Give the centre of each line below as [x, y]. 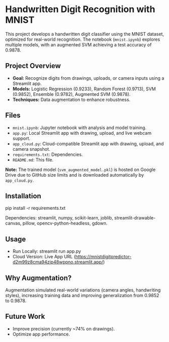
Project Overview [33, 66]
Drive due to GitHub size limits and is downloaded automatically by [75, 175]
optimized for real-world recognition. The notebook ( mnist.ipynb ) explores [83, 39]
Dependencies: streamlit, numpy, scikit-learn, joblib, [59, 218]
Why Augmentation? [38, 278]
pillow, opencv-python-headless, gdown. [65, 223]
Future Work [25, 317]
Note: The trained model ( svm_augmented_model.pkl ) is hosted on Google [80, 169]
